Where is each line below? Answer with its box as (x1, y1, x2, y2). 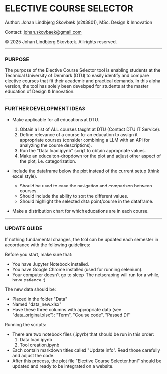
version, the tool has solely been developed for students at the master (5, 83, 149, 89)
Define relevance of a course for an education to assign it (19, 131, 138, 137)
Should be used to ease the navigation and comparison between (19, 183, 153, 188)
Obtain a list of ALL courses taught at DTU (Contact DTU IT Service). (19, 126, 161, 132)
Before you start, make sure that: (5, 251, 73, 257)
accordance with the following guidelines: (5, 242, 91, 248)
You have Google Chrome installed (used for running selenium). (12, 266, 143, 272)
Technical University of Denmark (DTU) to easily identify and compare (5, 73, 149, 79)
